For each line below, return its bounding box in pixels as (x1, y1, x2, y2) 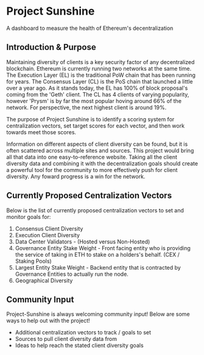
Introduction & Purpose (6, 42, 96, 52)
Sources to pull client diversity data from (15, 335, 118, 343)
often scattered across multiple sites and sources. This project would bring (6, 146, 194, 154)
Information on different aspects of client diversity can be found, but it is (6, 140, 188, 148)
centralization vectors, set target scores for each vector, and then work (6, 122, 185, 129)
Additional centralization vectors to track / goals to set (15, 329, 151, 336)
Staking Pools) (15, 257, 52, 265)
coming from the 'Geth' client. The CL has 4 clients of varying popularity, (6, 90, 189, 98)
